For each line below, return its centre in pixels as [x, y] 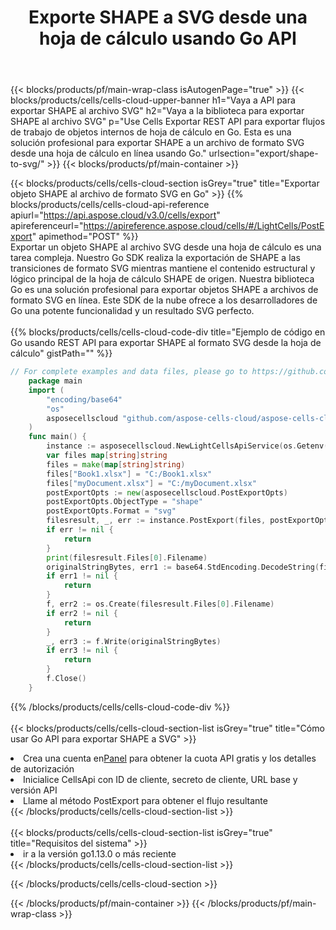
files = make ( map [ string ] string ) [116, 464]
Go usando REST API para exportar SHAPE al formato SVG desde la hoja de [166, 343]
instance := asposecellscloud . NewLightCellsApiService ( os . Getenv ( [187, 446]
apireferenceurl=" [47, 226]
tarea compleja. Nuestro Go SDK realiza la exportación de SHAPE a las [155, 258]
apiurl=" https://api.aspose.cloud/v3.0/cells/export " [115, 215]
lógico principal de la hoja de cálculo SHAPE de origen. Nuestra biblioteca [162, 279]
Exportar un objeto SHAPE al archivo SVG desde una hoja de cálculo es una [166, 247]
